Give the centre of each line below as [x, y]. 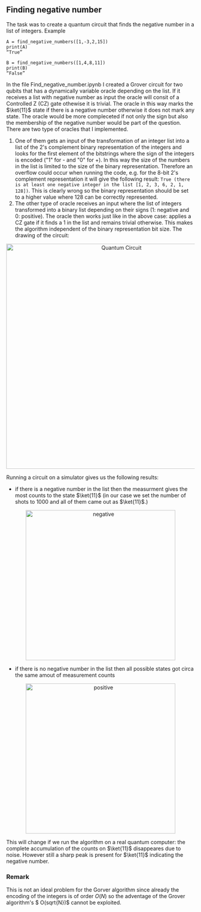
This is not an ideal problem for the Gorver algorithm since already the [93, 890]
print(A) [17, 47]
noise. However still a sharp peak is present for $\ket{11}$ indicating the [95, 854]
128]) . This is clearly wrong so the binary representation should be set [102, 190]
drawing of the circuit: [42, 235]
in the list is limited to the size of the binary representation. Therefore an [104, 166]
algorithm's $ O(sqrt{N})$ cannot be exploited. [64, 902]
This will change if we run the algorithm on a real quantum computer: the [96, 842]
